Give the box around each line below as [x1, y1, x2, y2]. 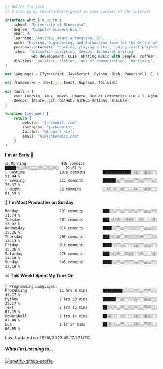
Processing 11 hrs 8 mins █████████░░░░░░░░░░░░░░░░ [5, 288, 158, 293]
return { [14, 116, 32, 121]
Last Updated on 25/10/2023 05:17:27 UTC [5, 335, 91, 340]
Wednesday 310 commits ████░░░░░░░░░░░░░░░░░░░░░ [5, 225, 158, 230]
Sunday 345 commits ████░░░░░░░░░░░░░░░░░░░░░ [5, 259, 158, 264]
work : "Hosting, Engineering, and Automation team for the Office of [14, 40, 158, 46]
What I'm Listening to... [5, 346, 54, 352]
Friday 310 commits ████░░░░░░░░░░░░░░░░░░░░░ [5, 242, 158, 247]
